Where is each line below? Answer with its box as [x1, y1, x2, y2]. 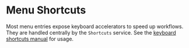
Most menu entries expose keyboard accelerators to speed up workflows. [6, 23, 184, 30]
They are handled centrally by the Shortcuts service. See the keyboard [6, 29, 176, 36]
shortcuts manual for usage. [6, 35, 74, 42]
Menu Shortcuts [6, 4, 86, 17]
